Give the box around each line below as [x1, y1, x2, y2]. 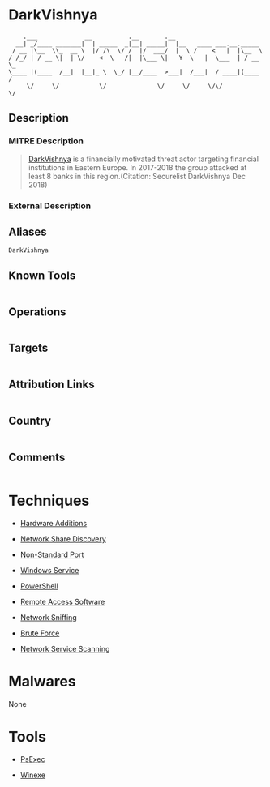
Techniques [8, 492, 90, 510]
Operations [8, 305, 66, 319]
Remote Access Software [19, 597, 105, 607]
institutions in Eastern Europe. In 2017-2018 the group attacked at [28, 162, 247, 172]
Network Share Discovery [19, 534, 107, 544]
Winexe [19, 770, 46, 780]
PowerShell [19, 581, 58, 591]
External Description [8, 200, 92, 212]
